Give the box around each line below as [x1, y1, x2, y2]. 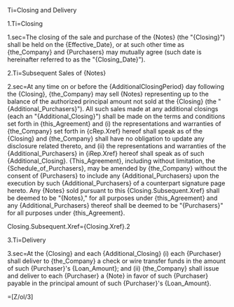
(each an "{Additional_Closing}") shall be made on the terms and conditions [7, 112, 226, 120]
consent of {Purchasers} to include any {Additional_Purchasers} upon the [7, 171, 219, 180]
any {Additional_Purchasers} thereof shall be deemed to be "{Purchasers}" [7, 201, 223, 209]
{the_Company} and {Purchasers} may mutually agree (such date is [7, 48, 202, 56]
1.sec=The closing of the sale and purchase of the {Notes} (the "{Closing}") [7, 33, 226, 41]
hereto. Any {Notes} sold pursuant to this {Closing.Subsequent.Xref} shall [7, 187, 220, 194]
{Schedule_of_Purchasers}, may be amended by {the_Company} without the [7, 164, 228, 172]
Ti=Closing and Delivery [7, 6, 77, 14]
